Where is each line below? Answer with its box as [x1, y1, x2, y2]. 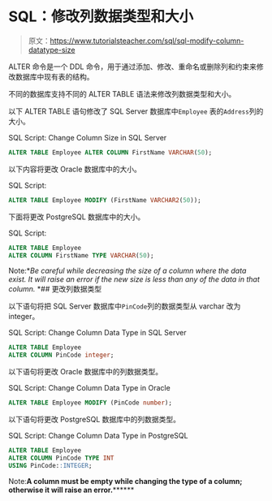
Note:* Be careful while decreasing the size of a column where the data [8, 266, 247, 276]
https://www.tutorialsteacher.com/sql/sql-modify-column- [50, 36, 244, 45]
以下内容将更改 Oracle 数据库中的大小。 [8, 164, 142, 174]
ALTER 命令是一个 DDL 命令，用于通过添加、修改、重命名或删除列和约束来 [8, 62, 257, 71]
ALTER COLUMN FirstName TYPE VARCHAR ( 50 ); [8, 251, 154, 260]
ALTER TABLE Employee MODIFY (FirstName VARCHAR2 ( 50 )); [8, 196, 201, 204]
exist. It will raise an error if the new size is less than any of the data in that [8, 274, 260, 284]
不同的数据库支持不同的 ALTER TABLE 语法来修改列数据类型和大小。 [8, 89, 236, 98]
